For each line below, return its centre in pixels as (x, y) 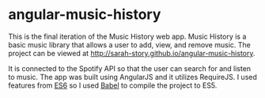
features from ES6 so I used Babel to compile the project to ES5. (113, 85)
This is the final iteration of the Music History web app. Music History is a (127, 36)
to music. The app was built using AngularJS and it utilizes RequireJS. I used (132, 77)
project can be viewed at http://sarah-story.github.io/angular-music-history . (132, 53)
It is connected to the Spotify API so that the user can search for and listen (130, 68)
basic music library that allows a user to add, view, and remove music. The (129, 44)
